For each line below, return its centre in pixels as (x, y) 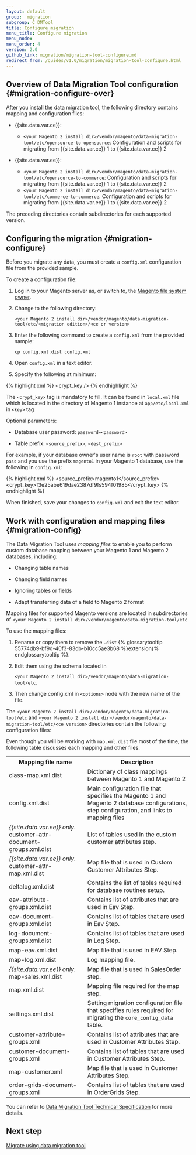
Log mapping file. (111, 959)
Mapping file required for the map (133, 986)
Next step (24, 1131)
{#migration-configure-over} (60, 93)
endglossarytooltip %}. (42, 654)
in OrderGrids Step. (113, 1092)
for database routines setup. (126, 890)
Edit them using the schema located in (60, 666)
